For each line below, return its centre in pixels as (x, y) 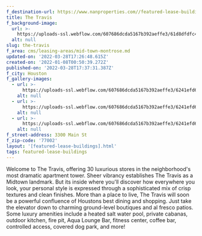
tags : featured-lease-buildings (47, 152)
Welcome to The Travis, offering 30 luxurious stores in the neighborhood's (99, 169)
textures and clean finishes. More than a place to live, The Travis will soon (98, 194)
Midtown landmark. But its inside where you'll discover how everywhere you (101, 182)
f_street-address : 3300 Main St (47, 135)
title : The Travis (29, 17)
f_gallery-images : (29, 79)
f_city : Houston (26, 73)
